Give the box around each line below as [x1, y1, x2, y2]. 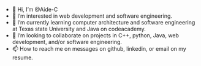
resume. [12, 54, 34, 61]
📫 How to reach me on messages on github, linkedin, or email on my [12, 45, 187, 52]
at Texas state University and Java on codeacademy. [12, 25, 146, 32]
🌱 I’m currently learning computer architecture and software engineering [12, 19, 195, 26]
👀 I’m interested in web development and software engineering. [12, 12, 173, 20]
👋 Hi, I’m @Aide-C [12, 6, 58, 13]
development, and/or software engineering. [12, 38, 123, 45]
